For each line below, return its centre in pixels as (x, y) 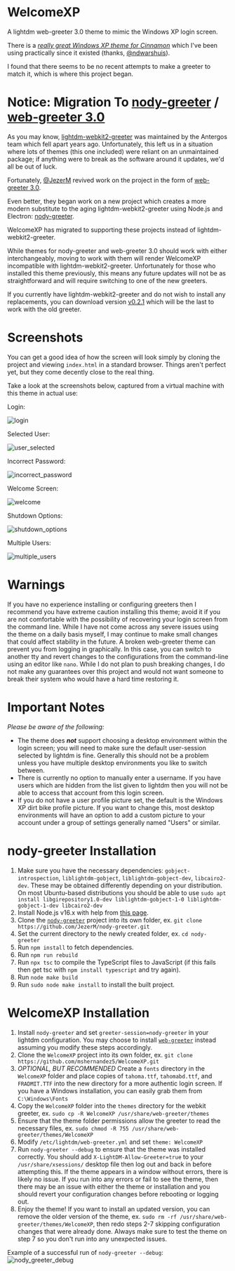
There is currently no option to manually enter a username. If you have (119, 778)
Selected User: (29, 434)
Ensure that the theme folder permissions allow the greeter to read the (119, 1121)
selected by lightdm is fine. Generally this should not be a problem (113, 755)
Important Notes (56, 707)
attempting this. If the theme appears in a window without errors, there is (123, 1171)
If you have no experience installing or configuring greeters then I (102, 604)
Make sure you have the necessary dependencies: (90, 870)
